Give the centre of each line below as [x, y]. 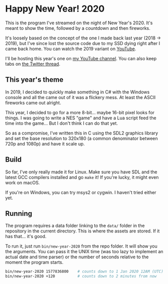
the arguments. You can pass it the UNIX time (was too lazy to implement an [84, 252]
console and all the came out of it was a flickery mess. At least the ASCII [80, 97]
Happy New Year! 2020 [55, 9]
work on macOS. [23, 182]
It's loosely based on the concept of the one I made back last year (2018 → [83, 38]
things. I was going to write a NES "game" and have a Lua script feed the [81, 118]
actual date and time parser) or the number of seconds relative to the [77, 257]
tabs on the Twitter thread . [33, 64]
